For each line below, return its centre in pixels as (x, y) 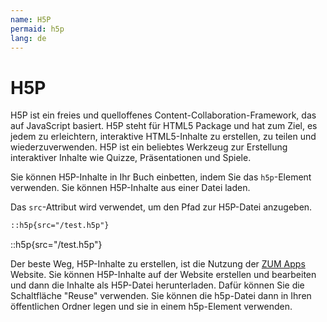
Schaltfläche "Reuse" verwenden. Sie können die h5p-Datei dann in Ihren (161, 296)
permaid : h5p (37, 29)
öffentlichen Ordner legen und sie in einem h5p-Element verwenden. (151, 307)
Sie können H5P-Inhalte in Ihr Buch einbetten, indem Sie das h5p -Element (161, 177)
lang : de (28, 38)
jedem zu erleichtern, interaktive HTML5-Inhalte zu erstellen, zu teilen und (163, 137)
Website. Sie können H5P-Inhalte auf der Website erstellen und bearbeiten (163, 275)
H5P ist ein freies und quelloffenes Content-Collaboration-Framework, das (163, 115)
